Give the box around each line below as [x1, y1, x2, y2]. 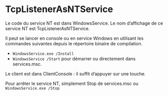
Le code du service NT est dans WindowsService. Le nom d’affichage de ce [5, 20, 163, 26]
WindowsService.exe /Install [12, 51, 74, 56]
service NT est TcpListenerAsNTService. [5, 25, 90, 31]
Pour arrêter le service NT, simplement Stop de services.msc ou [5, 80, 139, 86]
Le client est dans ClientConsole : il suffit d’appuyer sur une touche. [5, 70, 146, 76]
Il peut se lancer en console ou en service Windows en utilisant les [5, 35, 144, 41]
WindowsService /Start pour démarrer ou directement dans [12, 55, 136, 61]
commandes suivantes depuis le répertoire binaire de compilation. [5, 40, 143, 46]
